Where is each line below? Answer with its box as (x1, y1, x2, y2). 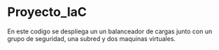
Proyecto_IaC (7, 4, 87, 20)
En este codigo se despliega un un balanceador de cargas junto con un (7, 27, 213, 35)
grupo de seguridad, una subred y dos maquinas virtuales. (7, 34, 176, 42)
